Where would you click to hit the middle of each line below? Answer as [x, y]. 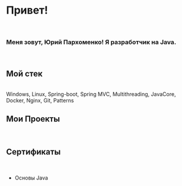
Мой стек [24, 74]
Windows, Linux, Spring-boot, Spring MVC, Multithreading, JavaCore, [91, 94]
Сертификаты [33, 152]
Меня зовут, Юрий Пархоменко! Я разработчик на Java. [91, 42]
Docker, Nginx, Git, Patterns [40, 101]
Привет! [27, 10]
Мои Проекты [33, 119]
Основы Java [31, 178]
